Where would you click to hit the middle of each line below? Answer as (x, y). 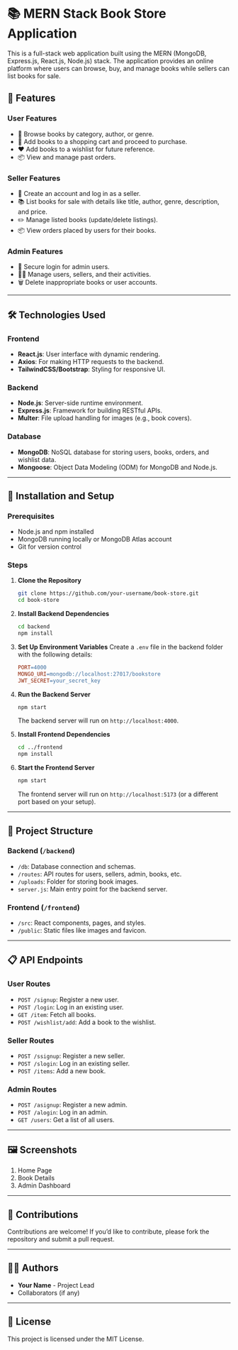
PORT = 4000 (32, 667)
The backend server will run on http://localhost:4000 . (98, 720)
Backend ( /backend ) (41, 851)
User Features (32, 119)
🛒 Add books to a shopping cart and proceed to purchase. (102, 141)
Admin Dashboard (44, 1185)
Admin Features (35, 251)
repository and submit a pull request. (61, 1239)
